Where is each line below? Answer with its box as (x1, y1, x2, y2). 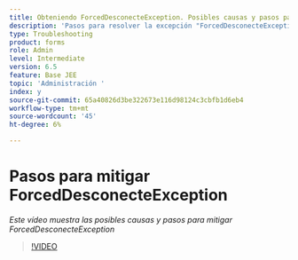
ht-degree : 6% (9, 121, 62, 130)
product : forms (9, 37, 66, 47)
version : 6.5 (9, 63, 58, 72)
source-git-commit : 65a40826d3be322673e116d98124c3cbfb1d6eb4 (9, 95, 244, 105)
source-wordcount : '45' (9, 112, 98, 121)
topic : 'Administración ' (9, 79, 105, 88)
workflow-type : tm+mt (9, 104, 90, 113)
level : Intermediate (9, 54, 86, 63)
